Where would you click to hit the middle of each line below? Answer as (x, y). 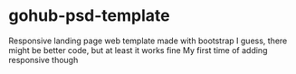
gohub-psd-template (89, 16)
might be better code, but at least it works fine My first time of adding (138, 50)
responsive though (43, 60)
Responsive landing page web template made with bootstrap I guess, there (148, 41)
